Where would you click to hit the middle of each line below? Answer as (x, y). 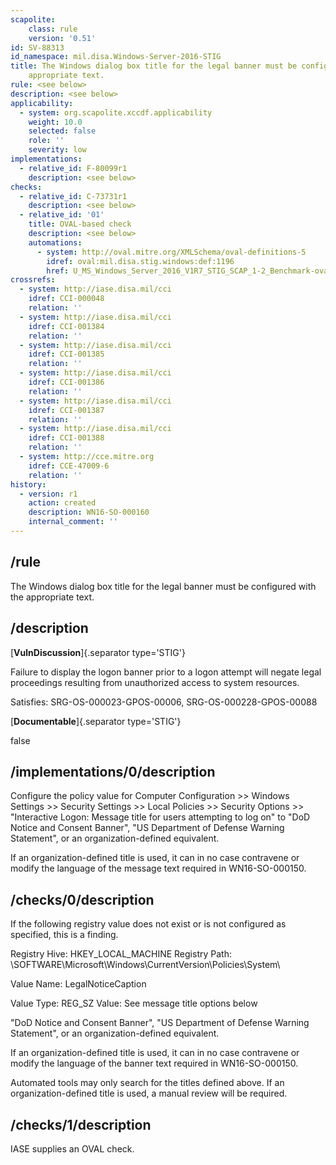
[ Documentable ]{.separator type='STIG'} (96, 721)
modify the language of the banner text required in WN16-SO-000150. (154, 1063)
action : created (62, 503)
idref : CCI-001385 (66, 354)
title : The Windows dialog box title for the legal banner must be (154, 66)
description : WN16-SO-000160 (89, 512)
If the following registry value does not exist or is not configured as (148, 924)
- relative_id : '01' (62, 215)
